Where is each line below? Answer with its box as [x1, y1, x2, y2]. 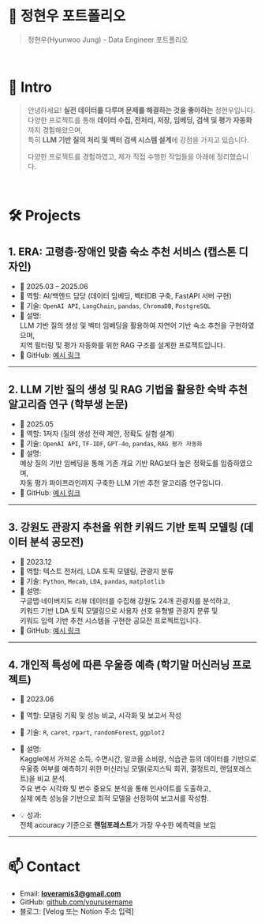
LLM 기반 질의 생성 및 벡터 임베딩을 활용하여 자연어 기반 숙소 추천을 [19, 321, 227, 330]
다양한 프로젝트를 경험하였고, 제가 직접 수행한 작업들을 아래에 [27, 152, 215, 161]
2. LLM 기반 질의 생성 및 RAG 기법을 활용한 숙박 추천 [8, 383, 248, 396]
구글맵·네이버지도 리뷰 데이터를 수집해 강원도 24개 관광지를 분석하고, [19, 595, 231, 605]
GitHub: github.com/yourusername [19, 897, 133, 907]
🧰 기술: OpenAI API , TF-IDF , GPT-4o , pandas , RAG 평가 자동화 [19, 438, 203, 448]
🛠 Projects [8, 207, 81, 225]
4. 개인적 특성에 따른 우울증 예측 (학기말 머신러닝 [8, 658, 230, 671]
